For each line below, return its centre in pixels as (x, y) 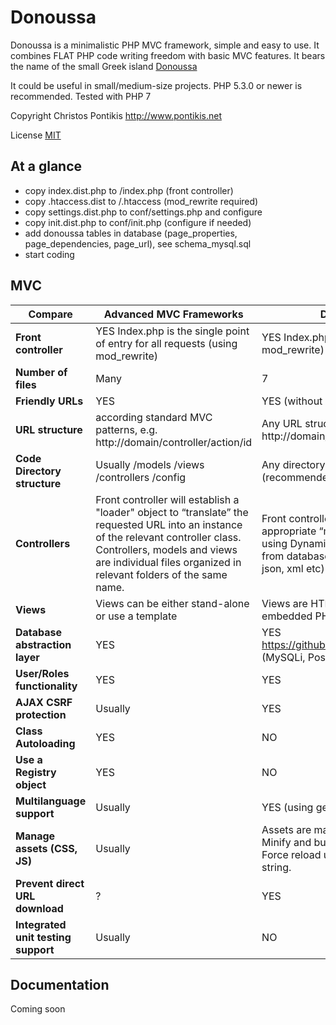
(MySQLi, (283, 657)
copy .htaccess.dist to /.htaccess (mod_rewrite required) (141, 201)
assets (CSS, (46, 848)
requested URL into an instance (169, 524)
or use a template (136, 616)
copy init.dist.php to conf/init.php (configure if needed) (138, 222)
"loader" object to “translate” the (172, 512)
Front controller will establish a (167, 499)
